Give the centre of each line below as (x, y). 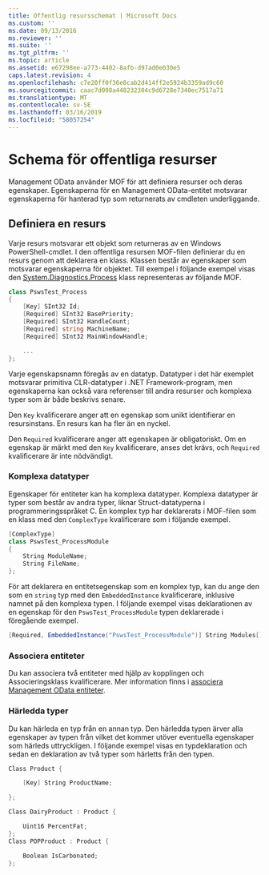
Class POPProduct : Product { (59, 841)
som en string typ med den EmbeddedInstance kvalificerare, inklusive (121, 595)
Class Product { (35, 769)
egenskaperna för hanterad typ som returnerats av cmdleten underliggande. (134, 199)
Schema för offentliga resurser (113, 160)
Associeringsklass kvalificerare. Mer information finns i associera (116, 682)
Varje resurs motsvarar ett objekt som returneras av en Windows (115, 243)
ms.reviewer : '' (35, 38)
